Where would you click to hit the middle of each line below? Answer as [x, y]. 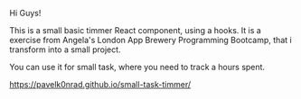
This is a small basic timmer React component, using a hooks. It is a [136, 30]
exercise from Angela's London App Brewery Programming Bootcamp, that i [150, 40]
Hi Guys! [25, 13]
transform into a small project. [65, 49]
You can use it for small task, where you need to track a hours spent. [137, 67]
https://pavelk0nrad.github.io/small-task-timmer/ [100, 84]
